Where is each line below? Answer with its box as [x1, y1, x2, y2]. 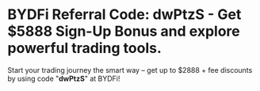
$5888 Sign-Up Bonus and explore [7, 22, 240, 40]
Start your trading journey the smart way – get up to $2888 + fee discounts [7, 65, 253, 74]
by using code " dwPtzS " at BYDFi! [7, 74, 120, 83]
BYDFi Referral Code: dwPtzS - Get [7, 6, 242, 24]
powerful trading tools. [7, 40, 162, 57]
